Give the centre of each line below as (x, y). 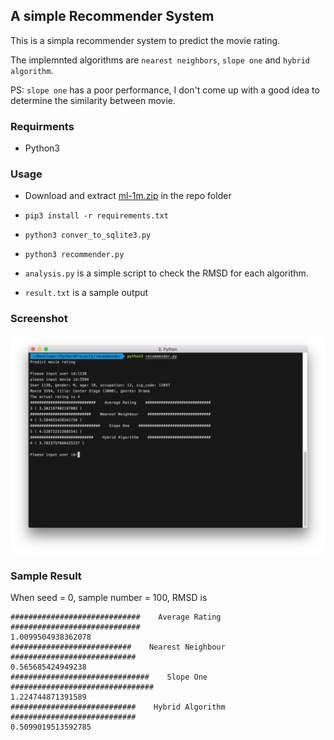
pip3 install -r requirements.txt (96, 216)
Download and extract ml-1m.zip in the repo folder (128, 196)
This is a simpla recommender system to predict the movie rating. (145, 40)
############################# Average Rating (116, 617)
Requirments (42, 126)
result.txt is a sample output (86, 293)
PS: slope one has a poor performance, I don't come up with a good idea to (165, 90)
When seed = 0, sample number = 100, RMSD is (109, 598)
